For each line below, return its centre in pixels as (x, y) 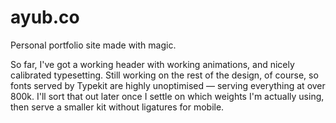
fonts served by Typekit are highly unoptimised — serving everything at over (168, 85)
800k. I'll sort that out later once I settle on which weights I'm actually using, (167, 96)
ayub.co (45, 17)
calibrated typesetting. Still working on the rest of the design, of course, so (164, 75)
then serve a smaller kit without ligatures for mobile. (117, 107)
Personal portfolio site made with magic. (93, 45)
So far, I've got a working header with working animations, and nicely (152, 64)
